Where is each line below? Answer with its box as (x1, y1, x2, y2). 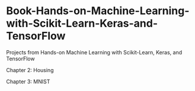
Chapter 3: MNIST (6, 78, 50, 85)
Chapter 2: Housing (6, 66, 54, 73)
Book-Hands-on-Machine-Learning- (6, 4, 190, 18)
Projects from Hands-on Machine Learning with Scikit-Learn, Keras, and (6, 48, 183, 56)
